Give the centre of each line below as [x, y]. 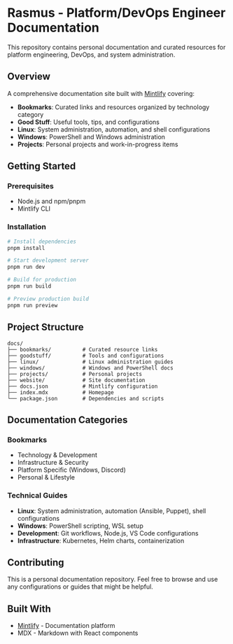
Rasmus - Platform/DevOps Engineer [116, 13]
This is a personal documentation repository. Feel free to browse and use [113, 580]
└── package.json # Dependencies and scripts [86, 398]
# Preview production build [48, 299]
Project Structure [45, 327]
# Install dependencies [42, 241]
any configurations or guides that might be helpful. [80, 587]
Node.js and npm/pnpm [51, 202]
